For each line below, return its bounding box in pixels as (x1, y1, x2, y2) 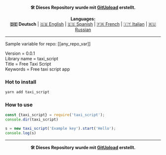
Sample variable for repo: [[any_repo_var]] (5, 41, 91, 46)
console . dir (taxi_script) (5, 117, 58, 122)
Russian (75, 27, 91, 33)
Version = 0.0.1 (5, 50, 36, 56)
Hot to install (5, 78, 37, 85)
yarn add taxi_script (5, 90, 50, 95)
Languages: (70, 16, 96, 22)
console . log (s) (5, 131, 37, 136)
